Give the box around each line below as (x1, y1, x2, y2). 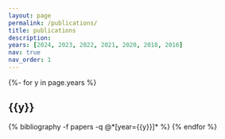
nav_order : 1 (8, 56, 52, 64)
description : (8, 33, 52, 42)
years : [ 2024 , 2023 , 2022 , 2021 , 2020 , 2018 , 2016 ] (8, 41, 184, 49)
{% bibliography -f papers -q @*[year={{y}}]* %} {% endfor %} (8, 122, 218, 131)
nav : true (8, 48, 41, 56)
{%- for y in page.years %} (8, 77, 97, 87)
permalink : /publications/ (8, 19, 98, 27)
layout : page (8, 11, 52, 20)
